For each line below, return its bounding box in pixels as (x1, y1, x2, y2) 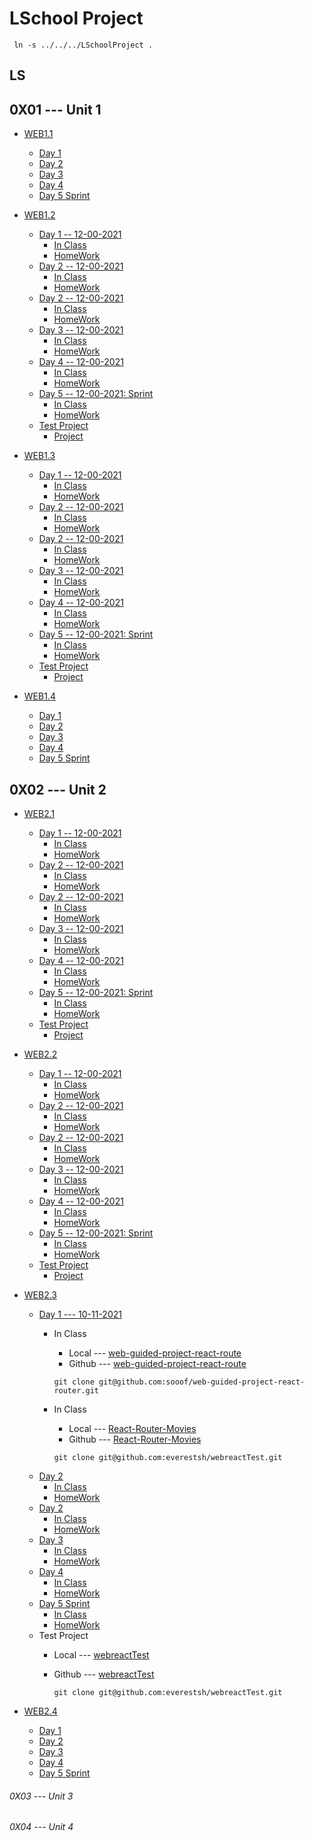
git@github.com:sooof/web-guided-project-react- (98, 1377, 306, 1387)
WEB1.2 (23, 209, 56, 221)
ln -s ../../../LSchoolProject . (13, 40, 154, 50)
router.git (53, 1385, 99, 1396)
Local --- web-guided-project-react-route (68, 1347, 242, 1359)
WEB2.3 (23, 1288, 58, 1301)
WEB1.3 (23, 450, 56, 462)
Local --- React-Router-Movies (68, 1422, 197, 1434)
